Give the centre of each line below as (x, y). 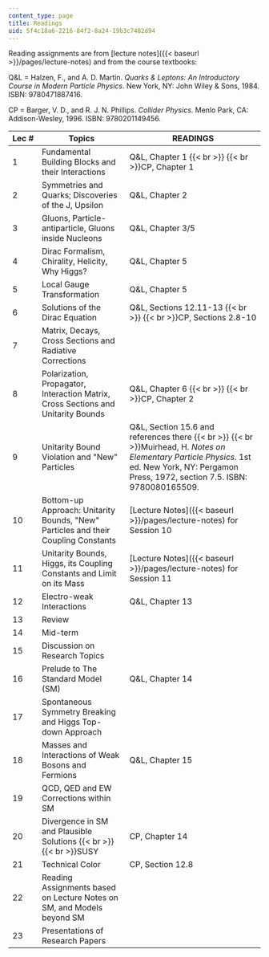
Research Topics (73, 656)
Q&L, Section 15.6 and (172, 427)
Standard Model (72, 679)
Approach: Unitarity (78, 511)
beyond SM (63, 918)
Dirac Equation (69, 318)
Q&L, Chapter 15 (161, 760)
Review (55, 620)
